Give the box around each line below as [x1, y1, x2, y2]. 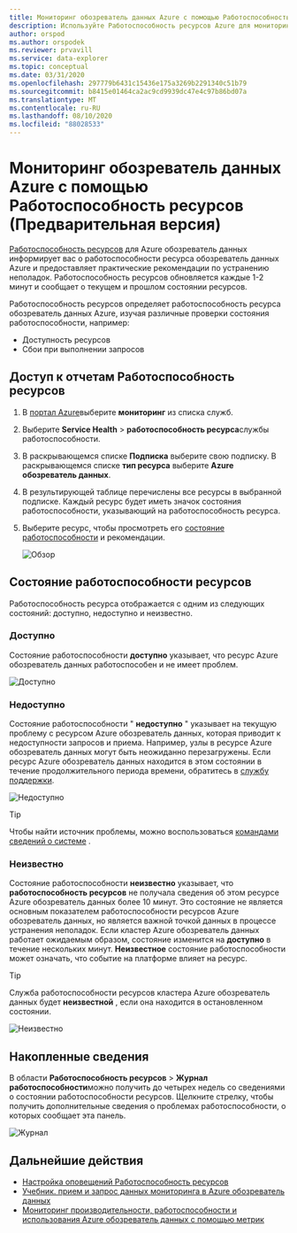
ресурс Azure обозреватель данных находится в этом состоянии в [9, 756, 263, 767]
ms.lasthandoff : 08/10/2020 [9, 112, 113, 120]
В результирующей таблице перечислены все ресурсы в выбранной [21, 486, 282, 497]
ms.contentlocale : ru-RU [9, 104, 101, 112]
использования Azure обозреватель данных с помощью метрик [21, 1214, 265, 1225]
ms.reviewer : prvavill [9, 46, 93, 55]
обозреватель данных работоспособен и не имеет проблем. [9, 659, 239, 669]
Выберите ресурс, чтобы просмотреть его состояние [21, 522, 225, 533]
